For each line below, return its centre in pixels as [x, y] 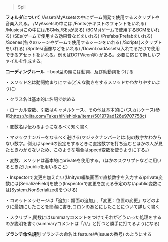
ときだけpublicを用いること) [39, 167]
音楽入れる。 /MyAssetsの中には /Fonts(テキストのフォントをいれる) [76, 24]
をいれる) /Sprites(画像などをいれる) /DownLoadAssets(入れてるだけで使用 [83, 49]
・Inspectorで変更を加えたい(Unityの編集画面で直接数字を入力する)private [82, 177]
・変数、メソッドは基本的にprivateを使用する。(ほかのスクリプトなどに [79, 160]
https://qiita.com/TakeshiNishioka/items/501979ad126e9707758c [78, 116]
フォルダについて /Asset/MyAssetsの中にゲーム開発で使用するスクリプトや [82, 17]
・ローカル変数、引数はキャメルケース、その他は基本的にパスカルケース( [80, 110]
